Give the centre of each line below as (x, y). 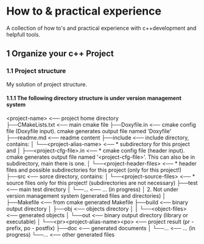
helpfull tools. (23, 34)
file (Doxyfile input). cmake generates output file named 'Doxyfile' (89, 131)
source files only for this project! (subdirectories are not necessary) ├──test (102, 183)
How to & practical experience (84, 11)
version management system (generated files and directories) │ (86, 195)
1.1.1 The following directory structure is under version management (94, 98)
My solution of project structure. (47, 84)
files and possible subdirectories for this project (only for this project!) (94, 170)
